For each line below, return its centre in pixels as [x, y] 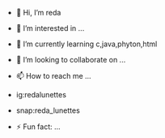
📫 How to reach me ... [53, 76]
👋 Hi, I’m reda [38, 13]
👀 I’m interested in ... [50, 28]
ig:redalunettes [41, 95]
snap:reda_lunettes [48, 110]
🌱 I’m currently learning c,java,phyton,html [87, 44]
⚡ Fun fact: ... [38, 127]
